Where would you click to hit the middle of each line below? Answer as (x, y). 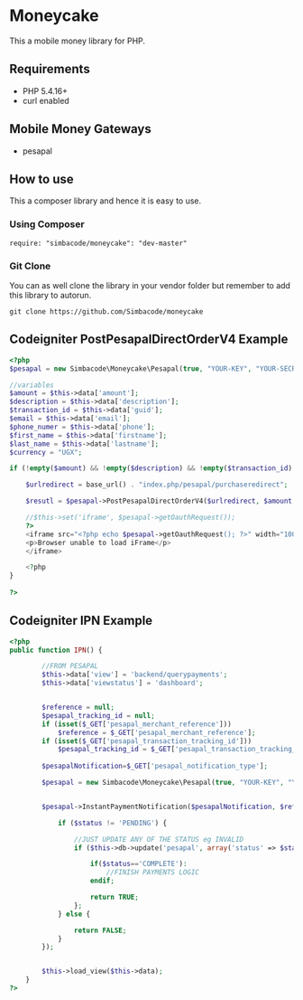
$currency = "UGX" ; (46, 452)
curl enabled (46, 100)
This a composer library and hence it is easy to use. (106, 201)
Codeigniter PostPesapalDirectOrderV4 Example (149, 340)
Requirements (50, 69)
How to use (41, 179)
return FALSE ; (100, 930)
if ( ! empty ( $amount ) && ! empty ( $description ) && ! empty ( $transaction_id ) (151, 468)
